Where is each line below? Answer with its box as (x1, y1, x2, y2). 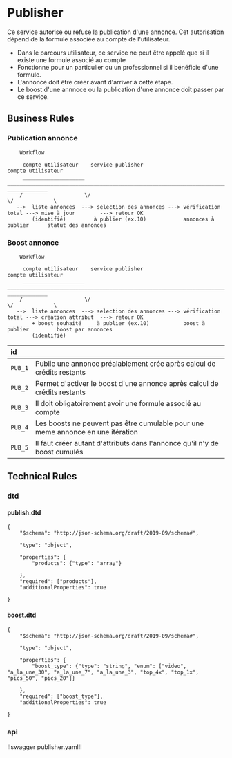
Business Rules (7, 113, 75, 124)
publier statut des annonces (7, 221, 107, 229)
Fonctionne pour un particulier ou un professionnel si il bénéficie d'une (17, 63, 219, 71)
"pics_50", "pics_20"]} (7, 674, 76, 682)
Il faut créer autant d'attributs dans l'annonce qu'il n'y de (35, 438, 219, 447)
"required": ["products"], (19, 578, 97, 585)
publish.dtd (7, 508, 41, 517)
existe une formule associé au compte (17, 55, 126, 64)
